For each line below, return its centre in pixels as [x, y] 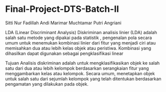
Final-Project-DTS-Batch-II [62, 9]
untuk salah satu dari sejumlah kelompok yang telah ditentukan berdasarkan [83, 79]
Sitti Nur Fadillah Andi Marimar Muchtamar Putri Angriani [63, 23]
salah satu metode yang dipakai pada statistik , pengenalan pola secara [79, 38]
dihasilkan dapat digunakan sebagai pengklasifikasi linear [64, 53]
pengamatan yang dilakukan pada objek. [47, 84]
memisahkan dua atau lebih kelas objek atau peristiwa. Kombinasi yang [78, 48]
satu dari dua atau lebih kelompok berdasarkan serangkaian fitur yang [77, 68]
